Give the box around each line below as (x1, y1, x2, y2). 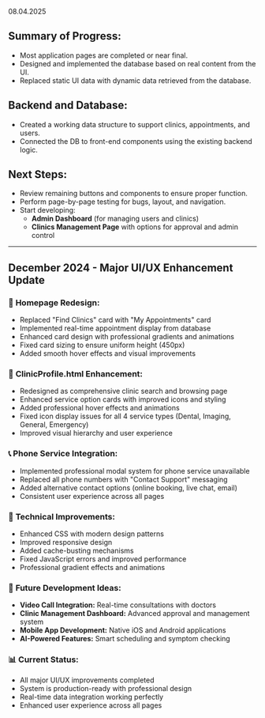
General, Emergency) (19, 420, 89, 429)
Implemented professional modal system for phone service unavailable (19, 466, 250, 475)
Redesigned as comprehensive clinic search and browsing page (19, 387, 228, 396)
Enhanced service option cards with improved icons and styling (19, 395, 226, 404)
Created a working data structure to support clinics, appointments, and (19, 119, 251, 129)
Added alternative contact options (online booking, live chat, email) (19, 482, 238, 493)
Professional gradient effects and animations (19, 563, 166, 573)
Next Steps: (8, 168, 67, 181)
